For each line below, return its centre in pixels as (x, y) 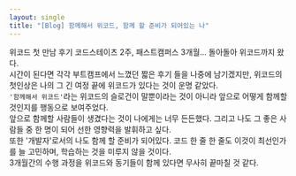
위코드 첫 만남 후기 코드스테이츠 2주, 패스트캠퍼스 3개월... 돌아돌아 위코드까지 (142, 52)
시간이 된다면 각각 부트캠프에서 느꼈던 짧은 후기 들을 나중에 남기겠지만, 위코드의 (146, 74)
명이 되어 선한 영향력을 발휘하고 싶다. (108, 129)
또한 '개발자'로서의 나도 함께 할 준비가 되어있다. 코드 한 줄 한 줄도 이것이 (133, 140)
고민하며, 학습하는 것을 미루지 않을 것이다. (100, 151)
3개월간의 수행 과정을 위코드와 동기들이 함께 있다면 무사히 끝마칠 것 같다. (134, 162)
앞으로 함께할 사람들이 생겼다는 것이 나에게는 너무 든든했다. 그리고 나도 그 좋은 (144, 118)
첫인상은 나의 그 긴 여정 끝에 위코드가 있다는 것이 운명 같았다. (114, 85)
